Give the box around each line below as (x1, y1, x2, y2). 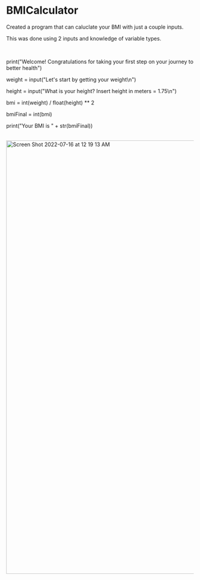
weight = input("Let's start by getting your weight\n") (6, 76, 136, 83)
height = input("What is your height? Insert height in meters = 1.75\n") (6, 87, 177, 94)
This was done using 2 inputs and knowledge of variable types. (6, 35, 162, 42)
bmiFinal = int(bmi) (6, 110, 52, 118)
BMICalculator (6, 4, 79, 17)
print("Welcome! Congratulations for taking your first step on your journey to (6, 58, 193, 65)
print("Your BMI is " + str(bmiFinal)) (6, 122, 93, 129)
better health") (6, 64, 42, 72)
